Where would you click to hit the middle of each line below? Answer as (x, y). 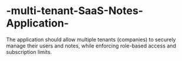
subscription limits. (29, 52)
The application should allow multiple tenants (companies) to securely (91, 39)
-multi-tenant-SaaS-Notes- (75, 11)
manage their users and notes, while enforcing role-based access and (91, 46)
